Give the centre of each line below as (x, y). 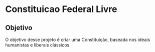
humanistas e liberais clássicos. (38, 45)
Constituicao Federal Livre (61, 9)
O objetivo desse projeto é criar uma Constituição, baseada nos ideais (78, 39)
